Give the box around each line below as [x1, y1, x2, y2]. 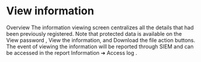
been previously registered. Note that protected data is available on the [6, 30, 182, 37]
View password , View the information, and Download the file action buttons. [6, 36, 196, 44]
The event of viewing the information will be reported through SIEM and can [6, 43, 194, 50]
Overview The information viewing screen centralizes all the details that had [6, 24, 194, 31]
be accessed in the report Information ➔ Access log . [6, 49, 137, 56]
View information [6, 4, 94, 18]
